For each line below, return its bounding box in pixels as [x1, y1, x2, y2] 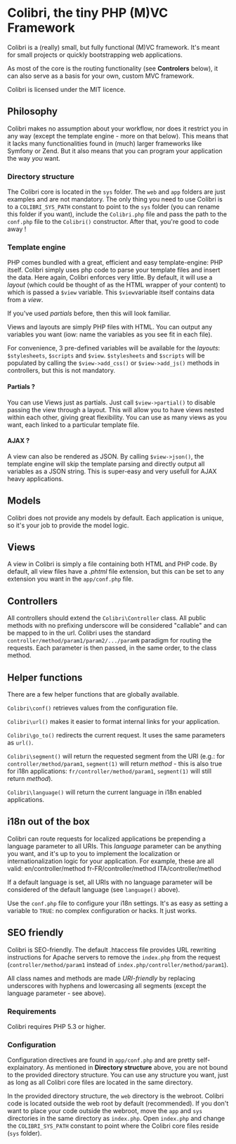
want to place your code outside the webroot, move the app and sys [7, 1107, 202, 1115]
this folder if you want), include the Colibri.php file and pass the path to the [7, 210, 227, 218]
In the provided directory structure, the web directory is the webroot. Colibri [7, 1092, 224, 1100]
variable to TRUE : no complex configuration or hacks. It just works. [7, 906, 197, 914]
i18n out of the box [7, 816, 90, 828]
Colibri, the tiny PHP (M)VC [7, 5, 169, 21]
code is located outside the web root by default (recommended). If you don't [7, 1099, 229, 1107]
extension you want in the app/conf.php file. [7, 574, 133, 584]
